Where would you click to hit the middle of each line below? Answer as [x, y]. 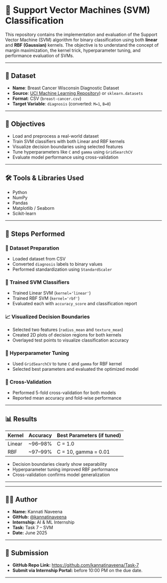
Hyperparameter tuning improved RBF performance [65, 470]
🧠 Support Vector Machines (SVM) [78, 10]
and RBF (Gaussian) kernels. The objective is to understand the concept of [82, 45]
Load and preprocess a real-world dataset [55, 136]
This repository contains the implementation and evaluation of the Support [81, 34]
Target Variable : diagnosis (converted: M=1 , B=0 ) [61, 103]
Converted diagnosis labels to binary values [57, 264]
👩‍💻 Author [21, 500]
